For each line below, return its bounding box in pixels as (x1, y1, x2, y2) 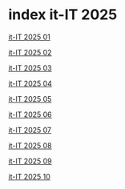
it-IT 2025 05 (8, 94, 52, 103)
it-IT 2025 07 (8, 125, 52, 135)
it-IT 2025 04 (8, 78, 52, 88)
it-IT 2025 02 (8, 47, 52, 57)
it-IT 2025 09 (8, 156, 52, 166)
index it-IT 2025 (8, 6, 118, 24)
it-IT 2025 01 (8, 32, 50, 42)
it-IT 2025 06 (8, 110, 52, 119)
